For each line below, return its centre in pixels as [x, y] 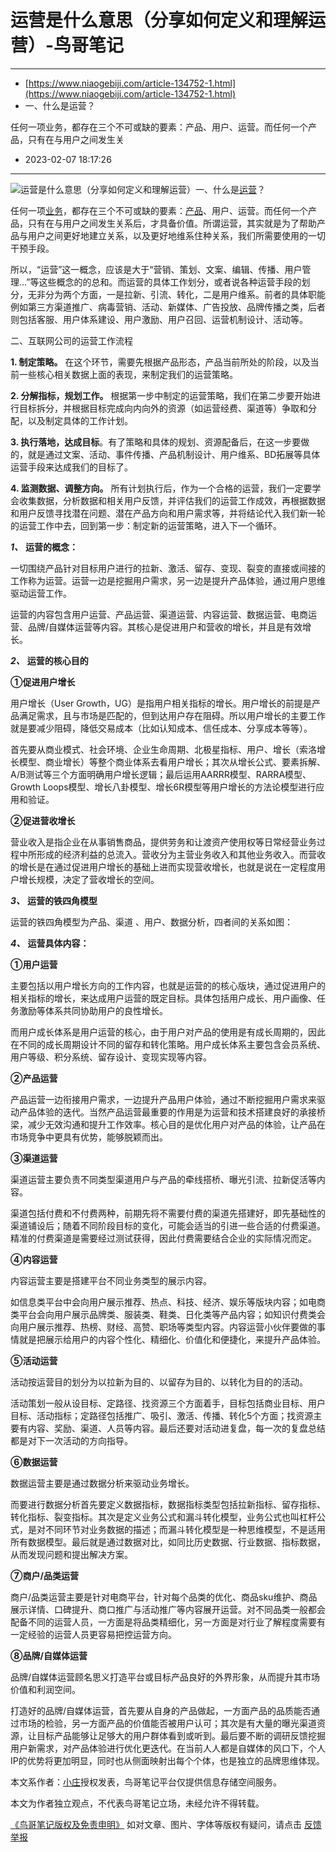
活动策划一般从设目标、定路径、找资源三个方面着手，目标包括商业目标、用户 [168, 1403]
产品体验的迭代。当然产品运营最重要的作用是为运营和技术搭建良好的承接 [167, 1112]
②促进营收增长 [43, 820]
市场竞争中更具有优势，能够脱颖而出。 [89, 1137]
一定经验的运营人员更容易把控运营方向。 [93, 1634]
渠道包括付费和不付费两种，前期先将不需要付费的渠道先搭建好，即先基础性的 [168, 1213]
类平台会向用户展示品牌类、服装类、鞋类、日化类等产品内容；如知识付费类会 [168, 1314]
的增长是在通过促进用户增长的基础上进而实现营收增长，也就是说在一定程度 [163, 867]
